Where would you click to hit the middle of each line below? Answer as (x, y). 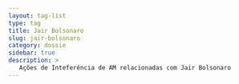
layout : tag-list (37, 16)
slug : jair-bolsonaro (45, 38)
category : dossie (37, 46)
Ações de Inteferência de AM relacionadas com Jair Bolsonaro (125, 68)
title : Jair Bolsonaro (46, 30)
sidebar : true (32, 53)
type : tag (25, 23)
